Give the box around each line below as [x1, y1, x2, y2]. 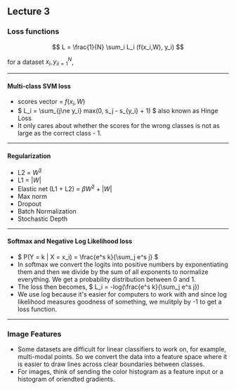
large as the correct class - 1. [17, 129, 102, 138]
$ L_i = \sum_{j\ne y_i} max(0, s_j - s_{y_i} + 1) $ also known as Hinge [17, 107, 218, 115]
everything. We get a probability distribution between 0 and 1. [17, 275, 196, 283]
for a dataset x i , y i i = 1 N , [7, 56, 74, 67]
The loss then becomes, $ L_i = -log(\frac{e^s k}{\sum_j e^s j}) [17, 282, 200, 291]
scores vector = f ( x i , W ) [17, 98, 86, 108]
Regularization [7, 151, 51, 160]
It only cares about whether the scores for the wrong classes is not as [17, 122, 220, 130]
